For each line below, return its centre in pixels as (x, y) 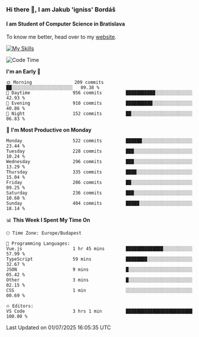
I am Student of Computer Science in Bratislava (66, 24)
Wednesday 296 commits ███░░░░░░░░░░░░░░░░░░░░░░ (99, 162)
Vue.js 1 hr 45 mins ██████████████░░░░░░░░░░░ (99, 249)
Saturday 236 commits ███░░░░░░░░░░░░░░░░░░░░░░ (99, 193)
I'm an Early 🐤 (23, 71)
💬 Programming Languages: (38, 244)
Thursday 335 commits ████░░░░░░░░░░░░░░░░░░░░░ (99, 172)
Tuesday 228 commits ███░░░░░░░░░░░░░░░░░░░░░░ (99, 151)
